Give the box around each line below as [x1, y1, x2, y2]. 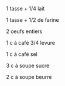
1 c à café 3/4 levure [6, 39, 56, 46]
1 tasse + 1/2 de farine [6, 16, 60, 23]
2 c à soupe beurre [6, 74, 52, 80]
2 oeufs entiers [6, 28, 43, 35]
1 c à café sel [6, 51, 38, 58]
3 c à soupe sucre [6, 62, 50, 69]
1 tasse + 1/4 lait [6, 5, 45, 12]
